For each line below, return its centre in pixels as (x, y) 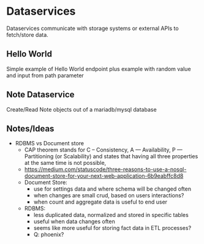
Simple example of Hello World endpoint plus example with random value (99, 69)
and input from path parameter (45, 75)
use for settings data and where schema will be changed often (112, 189)
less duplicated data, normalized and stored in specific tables (111, 215)
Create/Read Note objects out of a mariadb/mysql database (82, 109)
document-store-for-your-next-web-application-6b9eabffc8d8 (104, 176)
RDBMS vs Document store (50, 143)
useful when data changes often (74, 221)
